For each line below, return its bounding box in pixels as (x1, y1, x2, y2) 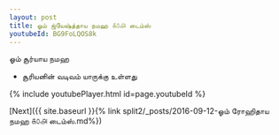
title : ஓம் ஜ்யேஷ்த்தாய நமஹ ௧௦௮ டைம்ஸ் (9, 21, 151, 30)
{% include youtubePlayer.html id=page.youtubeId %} (9, 89, 206, 100)
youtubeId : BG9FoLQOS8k (9, 29, 97, 38)
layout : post (9, 12, 58, 22)
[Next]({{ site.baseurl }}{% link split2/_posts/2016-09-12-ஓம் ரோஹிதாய (9, 106, 270, 116)
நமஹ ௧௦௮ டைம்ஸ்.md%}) (9, 116, 103, 126)
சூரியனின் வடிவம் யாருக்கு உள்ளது (21, 71, 137, 82)
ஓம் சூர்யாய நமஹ (9, 54, 69, 64)
